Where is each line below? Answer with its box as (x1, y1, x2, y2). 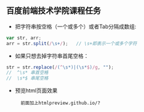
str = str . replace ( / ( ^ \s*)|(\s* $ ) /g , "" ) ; (6, 64, 114, 70)
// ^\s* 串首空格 (6, 70, 49, 76)
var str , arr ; (6, 35, 42, 41)
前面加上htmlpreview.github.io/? (20, 100, 101, 107)
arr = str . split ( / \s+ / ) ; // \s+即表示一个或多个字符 (6, 40, 137, 46)
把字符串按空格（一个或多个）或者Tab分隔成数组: (14, 23, 137, 30)
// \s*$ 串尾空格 (6, 75, 49, 81)
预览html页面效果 (14, 87, 58, 95)
